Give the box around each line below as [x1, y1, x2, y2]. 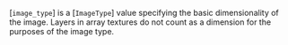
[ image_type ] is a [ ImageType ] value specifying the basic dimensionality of [9, 8, 280, 18]
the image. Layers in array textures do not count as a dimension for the [9, 17, 272, 27]
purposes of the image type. [9, 26, 115, 36]
